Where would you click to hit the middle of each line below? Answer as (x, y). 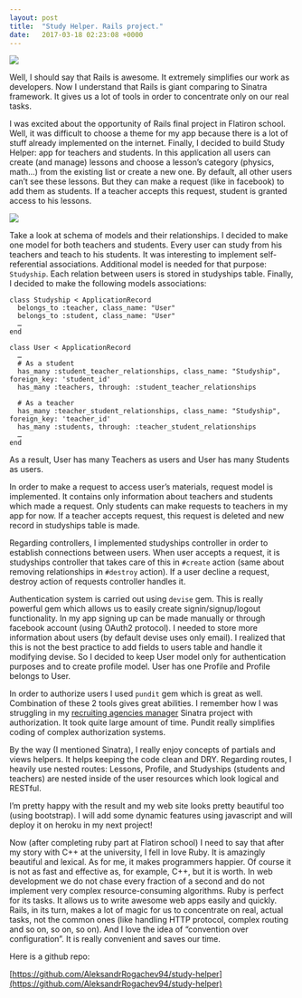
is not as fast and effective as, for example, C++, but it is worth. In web (141, 872)
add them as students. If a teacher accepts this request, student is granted (148, 191)
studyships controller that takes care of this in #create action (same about (147, 562)
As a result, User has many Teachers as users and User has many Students (150, 460)
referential (28, 265)
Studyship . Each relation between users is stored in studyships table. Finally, (151, 274)
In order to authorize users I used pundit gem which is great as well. (136, 693)
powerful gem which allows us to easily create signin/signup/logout (135, 609)
